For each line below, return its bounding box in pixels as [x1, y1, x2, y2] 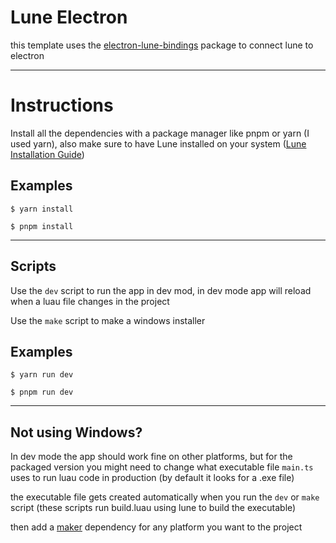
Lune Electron [10, 6, 128, 29]
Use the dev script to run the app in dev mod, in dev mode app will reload [10, 284, 312, 296]
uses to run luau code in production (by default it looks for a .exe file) [10, 472, 295, 484]
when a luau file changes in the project [10, 295, 170, 307]
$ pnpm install [10, 221, 74, 231]
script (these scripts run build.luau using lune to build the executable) [10, 502, 297, 514]
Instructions [10, 94, 114, 117]
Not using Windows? [10, 424, 143, 441]
